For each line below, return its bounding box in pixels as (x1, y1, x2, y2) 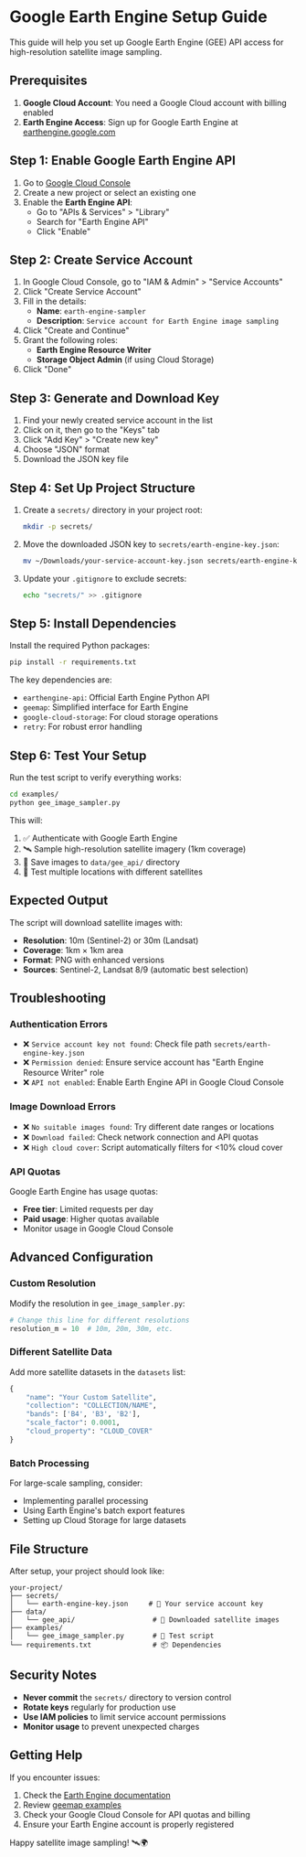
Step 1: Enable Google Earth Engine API (9, 153, 236, 168)
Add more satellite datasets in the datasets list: (9, 1366, 185, 1378)
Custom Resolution (9, 1277, 96, 1290)
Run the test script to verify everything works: (9, 772, 183, 783)
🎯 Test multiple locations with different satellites (22, 866, 204, 877)
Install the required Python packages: (9, 640, 151, 651)
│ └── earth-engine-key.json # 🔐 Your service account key (9, 1599, 263, 1608)
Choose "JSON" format (22, 444, 110, 455)
